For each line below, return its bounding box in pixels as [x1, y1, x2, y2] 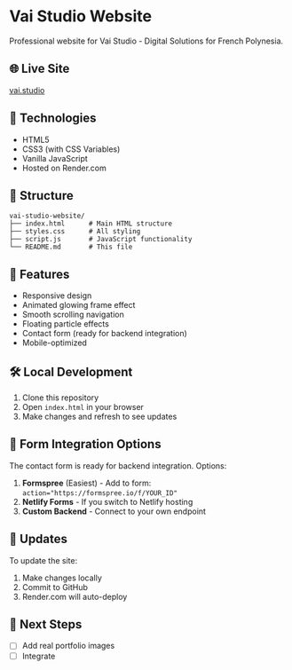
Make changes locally [21, 572, 102, 583]
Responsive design [21, 290, 92, 301]
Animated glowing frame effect [21, 300, 136, 311]
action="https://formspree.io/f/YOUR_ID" [21, 488, 178, 498]
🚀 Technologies [9, 111, 97, 126]
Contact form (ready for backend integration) [21, 328, 188, 339]
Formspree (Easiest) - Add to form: [21, 477, 152, 488]
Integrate [21, 650, 56, 661]
